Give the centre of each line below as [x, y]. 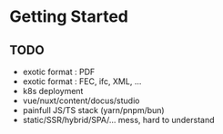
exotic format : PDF [59, 72]
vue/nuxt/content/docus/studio [81, 100]
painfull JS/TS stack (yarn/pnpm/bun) [94, 110]
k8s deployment [53, 91]
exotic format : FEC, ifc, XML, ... [82, 81]
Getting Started [69, 17]
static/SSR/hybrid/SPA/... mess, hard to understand [119, 120]
